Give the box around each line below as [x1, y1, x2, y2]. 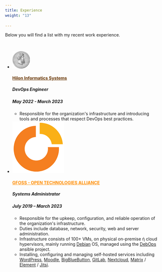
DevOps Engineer [12, 86, 49, 92]
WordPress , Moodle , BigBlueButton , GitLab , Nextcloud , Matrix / [19, 257, 146, 263]
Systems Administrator [12, 191, 60, 197]
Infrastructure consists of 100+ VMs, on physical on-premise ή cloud [19, 236, 157, 242]
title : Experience [5, 8, 42, 13]
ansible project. [19, 246, 51, 253]
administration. [19, 231, 50, 237]
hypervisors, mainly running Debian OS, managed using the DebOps [19, 241, 157, 247]
